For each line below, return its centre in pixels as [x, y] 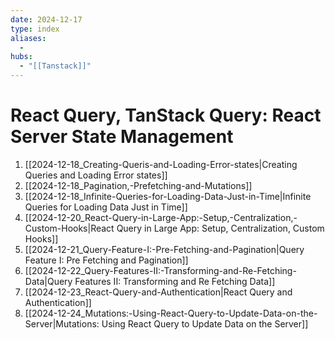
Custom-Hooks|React [69, 228]
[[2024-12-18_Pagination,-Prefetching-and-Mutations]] [138, 185]
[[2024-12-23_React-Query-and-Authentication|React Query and [158, 292]
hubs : [21, 57]
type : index [35, 29]
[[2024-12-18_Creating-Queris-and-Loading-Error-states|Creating [161, 164]
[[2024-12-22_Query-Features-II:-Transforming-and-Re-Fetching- [160, 270]
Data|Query [48, 281]
